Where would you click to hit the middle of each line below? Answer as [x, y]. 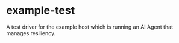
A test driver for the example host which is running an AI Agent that [90, 27]
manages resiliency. [31, 33]
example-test [41, 10]
